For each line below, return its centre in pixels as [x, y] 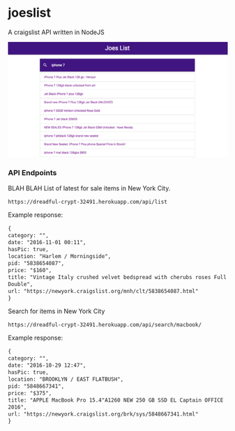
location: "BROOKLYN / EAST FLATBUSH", [66, 379]
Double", [21, 284]
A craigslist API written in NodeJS [56, 32]
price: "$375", [30, 393]
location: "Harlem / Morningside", [60, 256]
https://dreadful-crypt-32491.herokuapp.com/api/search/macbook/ [105, 325]
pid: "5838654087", [36, 263]
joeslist [30, 13]
